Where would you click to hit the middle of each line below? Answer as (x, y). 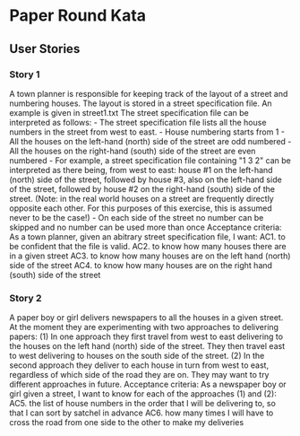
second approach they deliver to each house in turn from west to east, (139, 365)
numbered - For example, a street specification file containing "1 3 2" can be (150, 160)
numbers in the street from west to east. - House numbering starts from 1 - (147, 132)
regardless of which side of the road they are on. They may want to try (139, 375)
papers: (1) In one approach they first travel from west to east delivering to (146, 336)
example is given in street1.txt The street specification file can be (129, 112)
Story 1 (25, 74)
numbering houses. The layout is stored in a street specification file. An (141, 103)
